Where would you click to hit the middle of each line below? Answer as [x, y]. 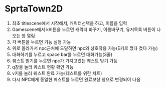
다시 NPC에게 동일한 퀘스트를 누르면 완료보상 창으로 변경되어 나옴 [76, 79]
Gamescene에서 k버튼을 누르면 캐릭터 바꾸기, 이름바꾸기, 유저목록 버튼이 [84, 29]
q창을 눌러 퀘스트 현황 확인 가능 [43, 67]
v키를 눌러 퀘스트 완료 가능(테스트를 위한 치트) [57, 73]
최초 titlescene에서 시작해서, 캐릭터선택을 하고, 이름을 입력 [69, 23]
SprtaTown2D [34, 9]
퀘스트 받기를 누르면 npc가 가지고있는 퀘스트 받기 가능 [65, 60]
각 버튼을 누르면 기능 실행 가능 [41, 42]
